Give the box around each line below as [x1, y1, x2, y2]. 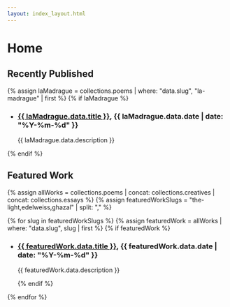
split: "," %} [79, 203, 112, 211]
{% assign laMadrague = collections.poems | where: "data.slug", [7, 87, 194, 95]
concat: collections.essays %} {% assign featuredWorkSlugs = [7, 195, 188, 204]
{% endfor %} [7, 293, 48, 301]
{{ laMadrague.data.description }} [17, 135, 115, 144]
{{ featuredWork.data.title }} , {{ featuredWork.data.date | [17, 241, 218, 251]
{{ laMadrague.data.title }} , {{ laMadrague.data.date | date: [17, 111, 224, 121]
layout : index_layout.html [7, 10, 86, 17]
